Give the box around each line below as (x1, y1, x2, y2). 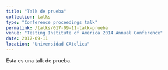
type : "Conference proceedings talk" (6, 19, 98, 25)
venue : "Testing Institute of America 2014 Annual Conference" (6, 30, 163, 36)
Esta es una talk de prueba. (6, 57, 72, 64)
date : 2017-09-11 (6, 36, 48, 41)
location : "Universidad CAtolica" (6, 41, 90, 47)
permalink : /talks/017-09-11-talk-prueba (6, 24, 108, 31)
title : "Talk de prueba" (6, 8, 66, 15)
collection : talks (6, 14, 51, 20)
